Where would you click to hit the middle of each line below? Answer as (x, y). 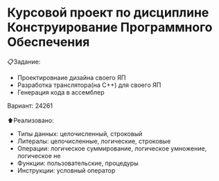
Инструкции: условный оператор (66, 170)
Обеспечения (49, 42)
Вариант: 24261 (30, 106)
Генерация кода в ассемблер (61, 92)
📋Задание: (24, 61)
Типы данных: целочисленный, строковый (80, 133)
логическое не (39, 155)
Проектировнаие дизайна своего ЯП (71, 77)
